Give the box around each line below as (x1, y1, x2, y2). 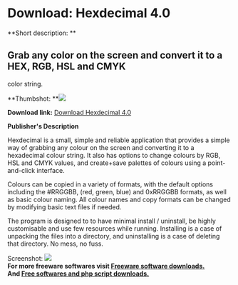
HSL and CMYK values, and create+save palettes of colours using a (7, 159, 207, 167)
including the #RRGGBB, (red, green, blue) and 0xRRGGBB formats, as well (7, 187, 227, 196)
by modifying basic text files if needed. (7, 202, 122, 211)
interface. (36, 166, 66, 174)
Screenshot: (7, 254, 43, 262)
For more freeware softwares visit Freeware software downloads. (7, 261, 205, 270)
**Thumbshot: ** (7, 94, 59, 103)
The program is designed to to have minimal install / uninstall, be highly (7, 216, 216, 225)
